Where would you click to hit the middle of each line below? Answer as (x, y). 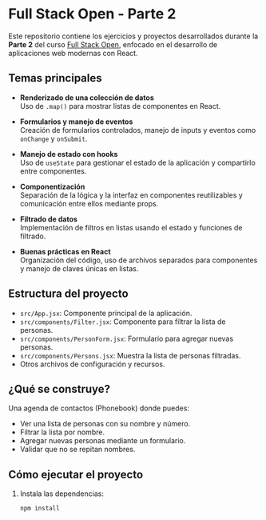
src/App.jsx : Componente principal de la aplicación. (106, 313)
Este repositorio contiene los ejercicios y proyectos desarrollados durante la (133, 36)
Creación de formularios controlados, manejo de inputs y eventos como (138, 130)
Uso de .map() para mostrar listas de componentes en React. (120, 106)
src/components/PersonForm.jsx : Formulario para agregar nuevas (127, 338)
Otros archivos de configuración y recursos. (92, 364)
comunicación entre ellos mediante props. (89, 203)
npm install (40, 509)
